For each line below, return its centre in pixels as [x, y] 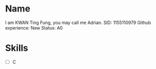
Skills [17, 48]
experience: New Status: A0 [34, 27]
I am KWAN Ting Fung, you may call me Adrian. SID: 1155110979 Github [78, 22]
